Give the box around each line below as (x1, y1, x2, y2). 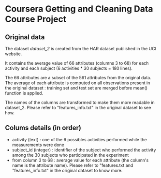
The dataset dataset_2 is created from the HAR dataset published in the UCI (5, 46, 156, 51)
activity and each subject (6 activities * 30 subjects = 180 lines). (5, 65, 133, 71)
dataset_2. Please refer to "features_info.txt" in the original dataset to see (5, 105, 151, 110)
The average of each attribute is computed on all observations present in (5, 80, 150, 86)
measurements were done (12, 142, 64, 148)
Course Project (5, 14, 67, 25)
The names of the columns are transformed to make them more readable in (5, 100, 155, 105)
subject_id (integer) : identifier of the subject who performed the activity (12, 147, 156, 153)
